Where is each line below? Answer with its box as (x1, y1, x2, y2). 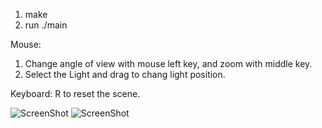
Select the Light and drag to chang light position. (24, 69, 226, 80)
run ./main (24, 19, 68, 31)
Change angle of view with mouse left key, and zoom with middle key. (24, 58, 313, 69)
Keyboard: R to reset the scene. (10, 88, 141, 99)
